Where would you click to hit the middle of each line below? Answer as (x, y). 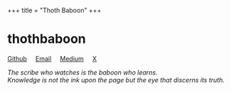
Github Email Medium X (52, 58)
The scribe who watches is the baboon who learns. (82, 72)
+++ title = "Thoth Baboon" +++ (54, 10)
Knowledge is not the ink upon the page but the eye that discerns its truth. (116, 80)
